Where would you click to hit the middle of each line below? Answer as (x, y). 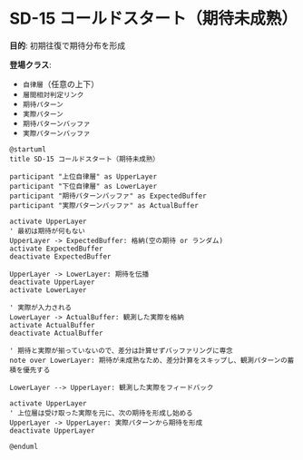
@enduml (24, 446)
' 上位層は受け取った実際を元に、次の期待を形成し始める (101, 413)
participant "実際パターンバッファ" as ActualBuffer (104, 205)
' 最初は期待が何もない (48, 231)
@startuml (28, 149)
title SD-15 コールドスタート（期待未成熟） (85, 159)
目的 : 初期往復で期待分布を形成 (67, 45)
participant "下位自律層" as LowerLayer (83, 186)
